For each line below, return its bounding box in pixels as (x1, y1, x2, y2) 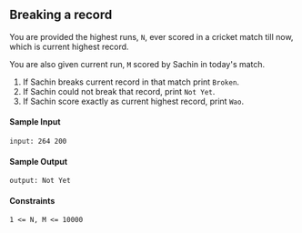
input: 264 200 (9, 137, 67, 147)
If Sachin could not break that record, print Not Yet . (22, 86, 216, 96)
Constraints (9, 195, 55, 206)
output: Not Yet (9, 177, 71, 186)
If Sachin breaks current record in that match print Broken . (22, 76, 239, 87)
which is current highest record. (9, 41, 129, 52)
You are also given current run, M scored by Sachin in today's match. (9, 58, 266, 69)
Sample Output (9, 156, 68, 167)
